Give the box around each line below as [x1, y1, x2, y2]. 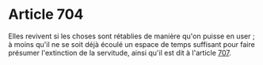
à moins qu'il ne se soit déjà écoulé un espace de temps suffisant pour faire [8, 39, 255, 49]
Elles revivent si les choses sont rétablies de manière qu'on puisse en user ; [8, 31, 255, 41]
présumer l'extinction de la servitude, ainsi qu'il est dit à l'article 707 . [8, 48, 231, 57]
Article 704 [8, 5, 84, 23]
